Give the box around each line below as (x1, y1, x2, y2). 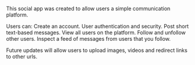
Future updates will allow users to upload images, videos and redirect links (6, 47, 188, 54)
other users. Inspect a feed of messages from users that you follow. (6, 35, 171, 42)
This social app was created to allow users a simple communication (6, 5, 171, 12)
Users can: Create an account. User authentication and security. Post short (6, 23, 189, 30)
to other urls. (6, 53, 37, 60)
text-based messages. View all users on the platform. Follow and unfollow (6, 29, 186, 36)
